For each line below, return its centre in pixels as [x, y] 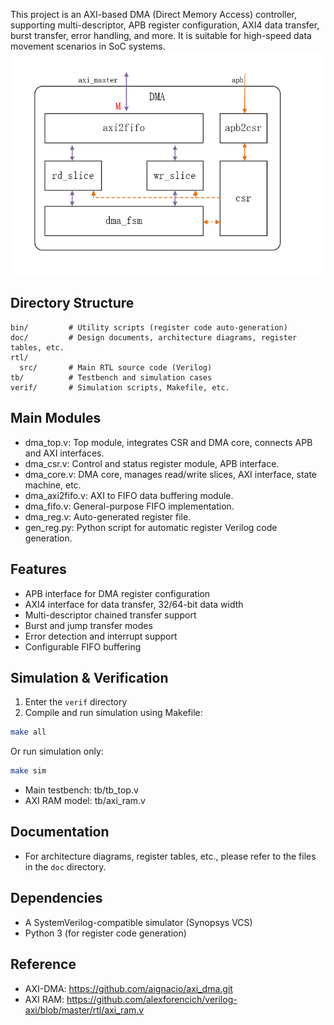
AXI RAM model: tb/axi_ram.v [85, 801]
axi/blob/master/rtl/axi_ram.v [84, 1010]
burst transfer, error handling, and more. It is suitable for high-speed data [161, 35]
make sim [28, 771]
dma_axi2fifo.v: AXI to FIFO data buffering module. [129, 495]
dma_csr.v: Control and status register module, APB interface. [152, 463]
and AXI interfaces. [64, 453]
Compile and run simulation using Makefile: [113, 713]
